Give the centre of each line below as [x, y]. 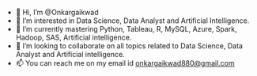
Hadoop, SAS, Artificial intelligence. [74, 37]
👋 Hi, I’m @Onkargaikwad [57, 12]
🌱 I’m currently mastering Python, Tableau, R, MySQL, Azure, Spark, [126, 29]
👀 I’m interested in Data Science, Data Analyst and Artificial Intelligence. [132, 21]
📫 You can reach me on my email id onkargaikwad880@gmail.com [125, 63]
